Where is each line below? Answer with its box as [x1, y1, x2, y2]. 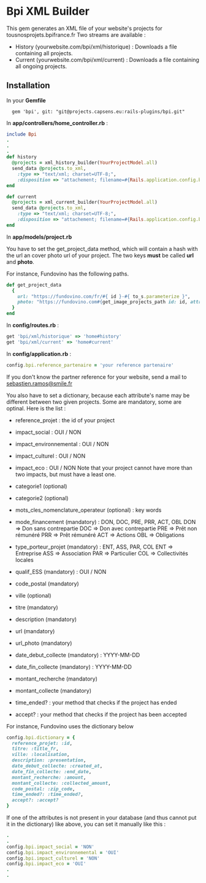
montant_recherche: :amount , [12, 774, 86, 781]
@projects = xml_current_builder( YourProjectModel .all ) [12, 199, 158, 206]
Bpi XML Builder [6, 4, 90, 18]
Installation [6, 80, 50, 91]
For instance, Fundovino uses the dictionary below [6, 722, 134, 730]
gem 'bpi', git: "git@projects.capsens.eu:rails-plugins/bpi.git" [12, 109, 185, 115]
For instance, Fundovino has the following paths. [6, 270, 129, 277]
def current [6, 193, 37, 200]
